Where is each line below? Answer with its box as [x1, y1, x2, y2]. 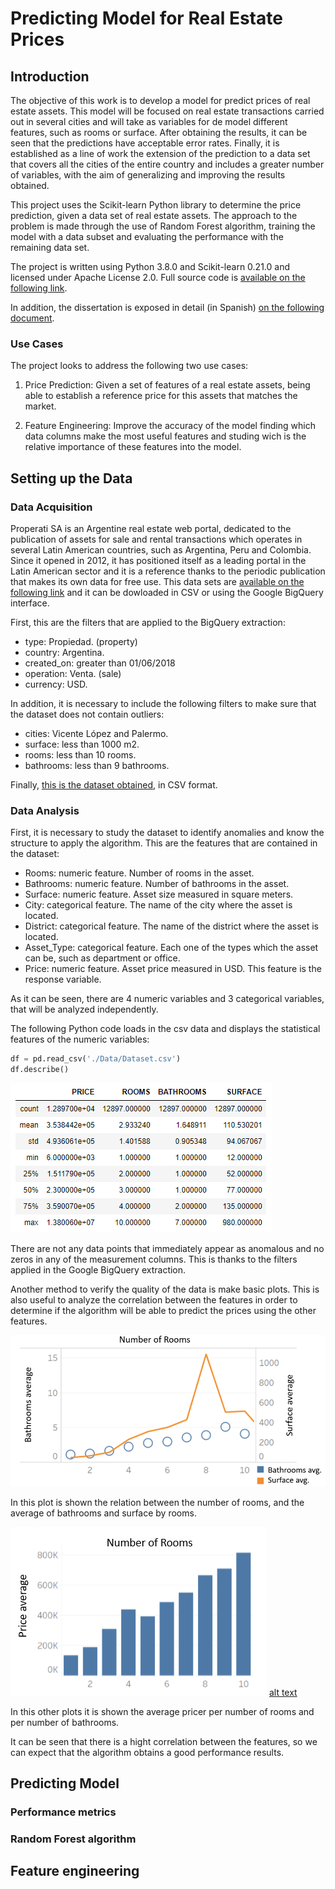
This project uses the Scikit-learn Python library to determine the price [10, 199, 302, 211]
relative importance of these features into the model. [24, 441, 242, 453]
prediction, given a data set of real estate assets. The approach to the [10, 210, 298, 221]
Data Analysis [10, 803, 80, 817]
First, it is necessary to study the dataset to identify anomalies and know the [10, 827, 325, 839]
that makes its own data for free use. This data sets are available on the [10, 575, 305, 587]
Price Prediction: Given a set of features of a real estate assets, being [24, 379, 311, 391]
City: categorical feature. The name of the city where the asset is [24, 899, 293, 911]
